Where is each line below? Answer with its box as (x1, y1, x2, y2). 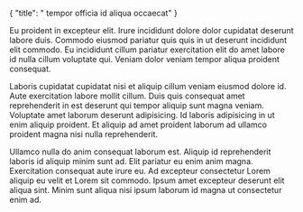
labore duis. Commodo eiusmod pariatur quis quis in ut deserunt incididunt (9, 35, 287, 45)
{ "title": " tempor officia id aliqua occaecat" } (9, 8, 178, 18)
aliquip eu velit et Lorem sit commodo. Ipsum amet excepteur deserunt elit (9, 175, 285, 186)
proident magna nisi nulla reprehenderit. (9, 129, 159, 139)
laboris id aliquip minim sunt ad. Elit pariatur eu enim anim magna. (9, 156, 254, 166)
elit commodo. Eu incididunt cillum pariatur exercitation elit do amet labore (9, 44, 286, 55)
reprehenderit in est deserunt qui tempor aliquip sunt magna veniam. (9, 100, 264, 111)
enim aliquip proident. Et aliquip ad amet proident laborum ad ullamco (9, 119, 268, 130)
